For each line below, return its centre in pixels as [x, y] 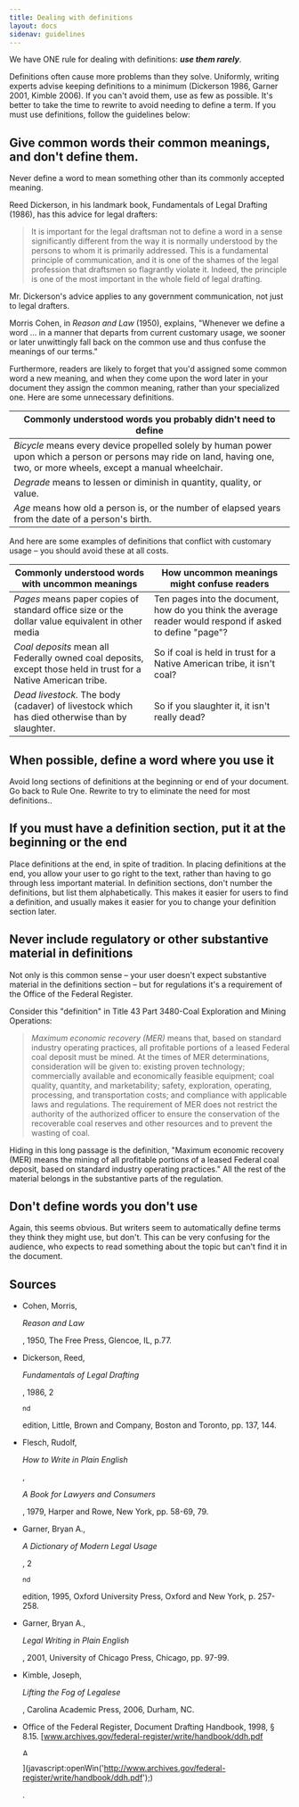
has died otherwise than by [70, 717]
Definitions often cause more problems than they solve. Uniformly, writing [144, 77]
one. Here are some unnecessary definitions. [92, 397]
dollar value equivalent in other [78, 621]
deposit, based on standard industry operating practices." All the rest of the [148, 1169]
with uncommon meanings [80, 584]
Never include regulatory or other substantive [139, 939]
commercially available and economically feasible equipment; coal [152, 1075]
